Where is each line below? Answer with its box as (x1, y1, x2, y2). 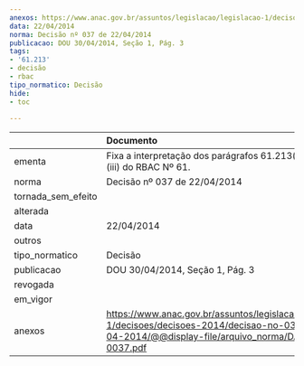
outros (14, 234, 43, 247)
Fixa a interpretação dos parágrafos (106, 150, 259, 163)
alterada (14, 205, 50, 218)
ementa (14, 155, 47, 168)
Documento (106, 135, 158, 147)
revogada (14, 278, 54, 291)
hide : (9, 89, 30, 98)
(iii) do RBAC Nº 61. (106, 161, 191, 174)
